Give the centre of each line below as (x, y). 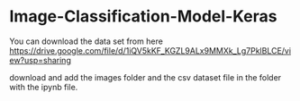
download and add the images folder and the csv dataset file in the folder (145, 77)
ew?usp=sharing (41, 60)
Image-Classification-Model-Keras (143, 17)
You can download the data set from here (86, 41)
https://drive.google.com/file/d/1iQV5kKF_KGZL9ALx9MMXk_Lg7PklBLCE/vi (150, 50)
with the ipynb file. (44, 87)
